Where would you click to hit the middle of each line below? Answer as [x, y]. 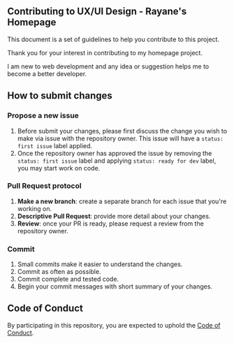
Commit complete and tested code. [68, 279]
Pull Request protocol [44, 186]
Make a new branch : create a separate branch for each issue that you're [122, 201]
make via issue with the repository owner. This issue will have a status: [120, 138]
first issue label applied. [55, 145]
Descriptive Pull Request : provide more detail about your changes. [114, 216]
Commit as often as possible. [59, 272]
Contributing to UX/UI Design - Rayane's [97, 12]
